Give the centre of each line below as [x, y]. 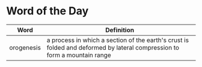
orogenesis [25, 47]
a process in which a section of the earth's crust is [118, 40]
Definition [119, 30]
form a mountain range [79, 55]
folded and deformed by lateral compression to [113, 47]
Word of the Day [47, 11]
